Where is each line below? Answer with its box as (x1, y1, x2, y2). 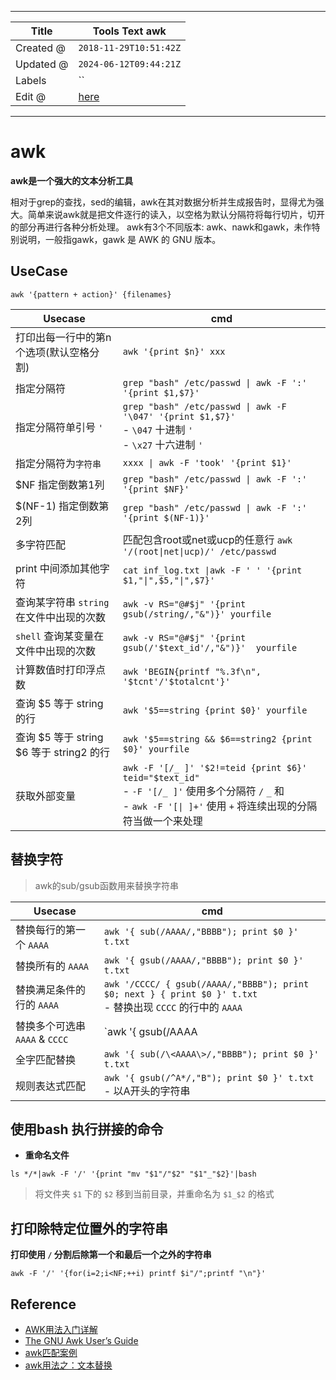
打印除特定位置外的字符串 (10, 1220, 168, 1237)
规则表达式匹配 (15, 1079, 87, 1093)
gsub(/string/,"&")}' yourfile (122, 608, 272, 620)
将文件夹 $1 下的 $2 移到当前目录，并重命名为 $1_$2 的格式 (34, 1188, 275, 1200)
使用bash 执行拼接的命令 (10, 1121, 164, 1138)
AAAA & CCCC (15, 1032, 69, 1046)
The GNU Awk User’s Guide (24, 1335, 139, 1346)
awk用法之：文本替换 (24, 1359, 113, 1371)
